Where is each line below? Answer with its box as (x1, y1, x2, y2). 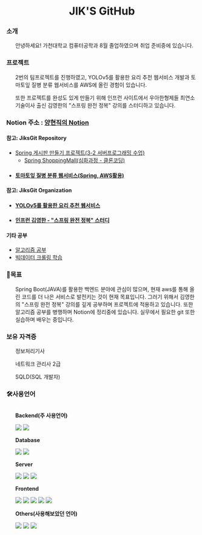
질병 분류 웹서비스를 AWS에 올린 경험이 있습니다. (31, 81, 147, 89)
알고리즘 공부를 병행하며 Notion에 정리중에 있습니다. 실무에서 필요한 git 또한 (15, 308, 195, 315)
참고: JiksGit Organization (6, 187, 72, 194)
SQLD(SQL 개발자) (15, 373, 61, 380)
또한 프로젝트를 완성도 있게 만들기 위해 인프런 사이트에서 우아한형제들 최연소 (15, 94, 195, 101)
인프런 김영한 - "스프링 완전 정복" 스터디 (15, 217, 110, 224)
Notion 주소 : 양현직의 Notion (6, 118, 89, 127)
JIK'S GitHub (69, 4, 135, 18)
